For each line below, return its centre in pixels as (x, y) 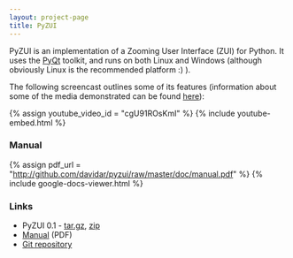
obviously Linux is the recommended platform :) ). (100, 69)
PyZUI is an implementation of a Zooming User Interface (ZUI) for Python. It (147, 50)
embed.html (31, 122)
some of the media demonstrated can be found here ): (107, 96)
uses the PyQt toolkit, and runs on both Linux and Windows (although (136, 60)
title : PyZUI (33, 26)
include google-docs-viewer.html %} (76, 183)
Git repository (47, 245)
